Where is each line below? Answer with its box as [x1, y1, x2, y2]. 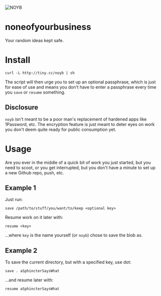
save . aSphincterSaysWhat [5, 269, 60, 274]
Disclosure [5, 103, 38, 111]
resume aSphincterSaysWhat [5, 286, 60, 292]
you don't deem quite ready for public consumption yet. [5, 126, 116, 132]
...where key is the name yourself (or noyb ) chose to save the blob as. [5, 233, 143, 238]
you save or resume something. [5, 89, 65, 95]
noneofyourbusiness [5, 22, 91, 32]
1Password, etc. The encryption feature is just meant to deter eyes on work [5, 121, 155, 127]
